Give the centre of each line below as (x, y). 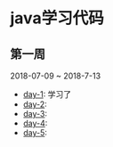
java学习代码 (57, 18)
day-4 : (35, 123)
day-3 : (35, 114)
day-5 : (35, 133)
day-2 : (35, 104)
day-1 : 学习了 (47, 94)
